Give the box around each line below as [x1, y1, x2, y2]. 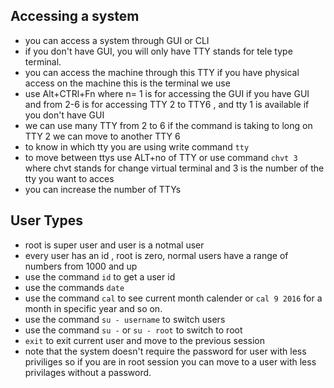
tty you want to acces [24, 172, 115, 184]
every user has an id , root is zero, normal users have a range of [24, 249, 289, 261]
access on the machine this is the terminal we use [24, 77, 231, 89]
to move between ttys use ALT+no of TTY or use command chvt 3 [24, 151, 298, 163]
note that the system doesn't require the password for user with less [24, 345, 307, 357]
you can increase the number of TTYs [24, 183, 182, 195]
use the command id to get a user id [24, 270, 176, 283]
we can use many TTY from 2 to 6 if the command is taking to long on [24, 119, 313, 131]
